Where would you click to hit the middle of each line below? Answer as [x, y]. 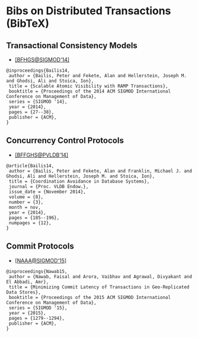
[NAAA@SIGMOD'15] [41, 260]
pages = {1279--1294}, [37, 318]
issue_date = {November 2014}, [47, 192]
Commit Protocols [40, 247]
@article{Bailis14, [30, 166]
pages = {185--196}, [34, 218]
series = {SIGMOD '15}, [38, 308]
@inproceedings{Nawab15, [37, 271]
